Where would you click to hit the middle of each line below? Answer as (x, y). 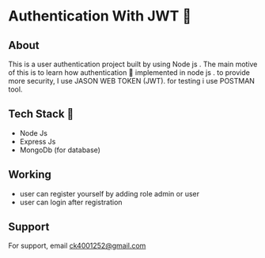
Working (30, 175)
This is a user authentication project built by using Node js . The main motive (133, 64)
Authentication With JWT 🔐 (100, 16)
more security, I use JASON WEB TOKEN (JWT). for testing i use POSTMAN (132, 81)
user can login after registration (71, 202)
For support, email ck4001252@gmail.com (77, 246)
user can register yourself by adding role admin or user (110, 193)
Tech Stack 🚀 (41, 114)
